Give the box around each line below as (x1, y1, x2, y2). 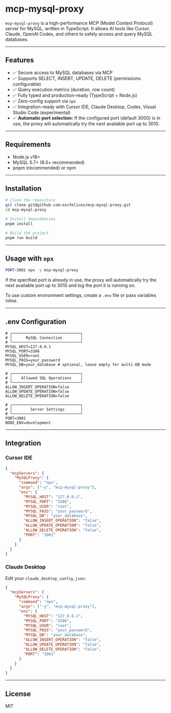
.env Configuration (5, 317, 67, 326)
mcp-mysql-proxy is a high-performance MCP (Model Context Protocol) (5, 20, 153, 26)
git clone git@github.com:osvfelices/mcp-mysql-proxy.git (5, 202, 131, 208)
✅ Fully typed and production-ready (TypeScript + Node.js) (12, 92, 137, 98)
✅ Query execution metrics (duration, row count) (12, 86, 116, 93)
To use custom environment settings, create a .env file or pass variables (5, 292, 157, 298)
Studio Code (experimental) (12, 109, 71, 116)
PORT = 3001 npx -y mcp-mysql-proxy (5, 268, 79, 273)
